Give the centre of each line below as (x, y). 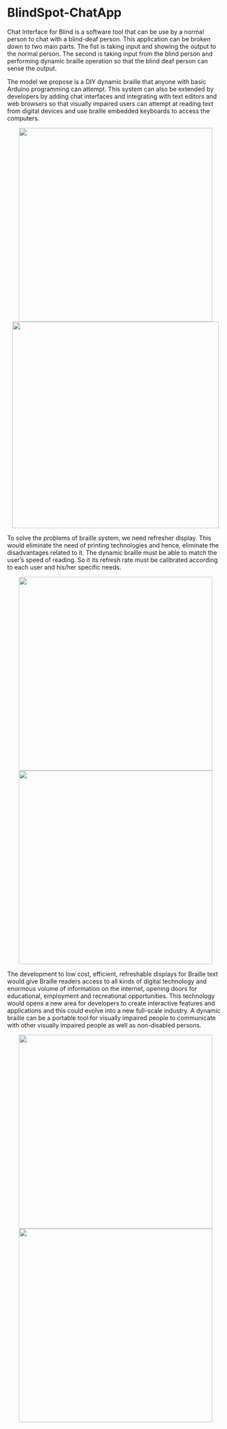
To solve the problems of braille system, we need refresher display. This (109, 538)
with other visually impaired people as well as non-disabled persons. (104, 1025)
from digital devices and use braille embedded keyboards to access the (108, 111)
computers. (23, 118)
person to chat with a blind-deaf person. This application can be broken (109, 39)
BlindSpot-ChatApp (64, 13)
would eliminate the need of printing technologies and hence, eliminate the (113, 545)
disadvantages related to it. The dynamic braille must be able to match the (112, 552)
